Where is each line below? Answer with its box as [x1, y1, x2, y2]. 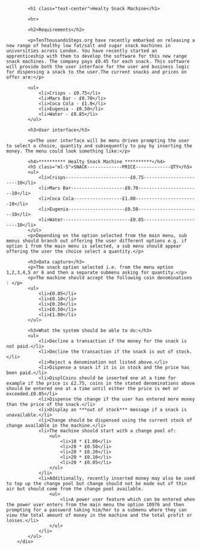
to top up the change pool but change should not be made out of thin [6, 481, 187, 487]
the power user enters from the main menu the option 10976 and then [6, 502, 185, 508]
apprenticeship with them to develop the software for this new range [6, 53, 187, 59]
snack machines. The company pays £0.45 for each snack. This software [6, 58, 190, 65]
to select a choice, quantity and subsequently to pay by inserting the [6, 143, 193, 149]
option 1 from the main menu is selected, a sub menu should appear [6, 243, 182, 249]
